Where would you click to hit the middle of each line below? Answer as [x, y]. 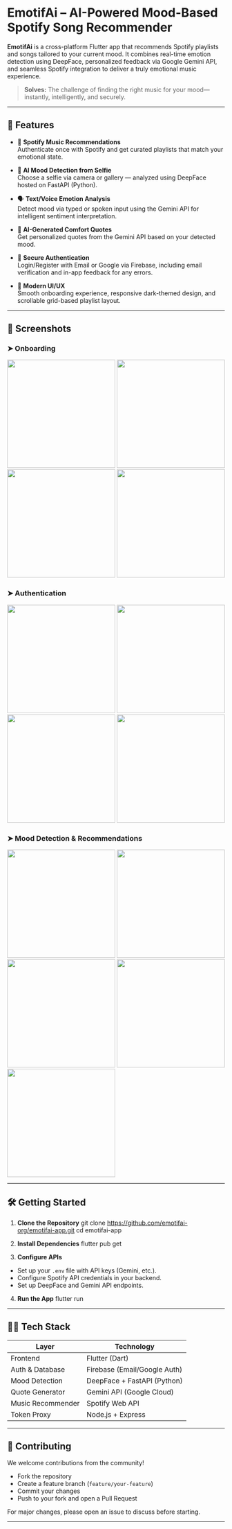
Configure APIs [39, 1257]
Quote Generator [38, 1392]
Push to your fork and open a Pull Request [77, 1499]
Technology [135, 1346]
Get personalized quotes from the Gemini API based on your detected [116, 236]
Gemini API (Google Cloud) [130, 1392]
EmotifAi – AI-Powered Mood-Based [113, 13]
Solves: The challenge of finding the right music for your [105, 89]
